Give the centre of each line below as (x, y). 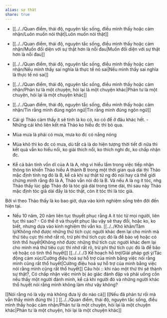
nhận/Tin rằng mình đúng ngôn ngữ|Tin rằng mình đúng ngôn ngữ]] (82, 110)
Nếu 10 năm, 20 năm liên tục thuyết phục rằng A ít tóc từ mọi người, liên (86, 216)
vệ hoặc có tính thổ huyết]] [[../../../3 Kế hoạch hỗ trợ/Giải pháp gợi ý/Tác (87, 253)
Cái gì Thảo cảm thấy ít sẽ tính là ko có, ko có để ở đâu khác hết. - (80, 119)
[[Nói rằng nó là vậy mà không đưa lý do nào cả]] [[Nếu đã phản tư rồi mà (81, 294)
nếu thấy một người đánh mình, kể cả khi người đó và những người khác (86, 279)
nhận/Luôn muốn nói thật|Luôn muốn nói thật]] (60, 34)
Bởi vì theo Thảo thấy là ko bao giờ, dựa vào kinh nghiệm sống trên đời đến (82, 201)
